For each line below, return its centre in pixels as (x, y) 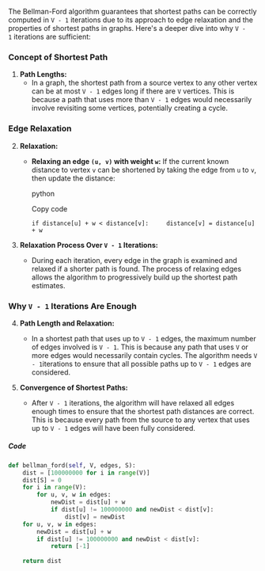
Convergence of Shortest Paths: (74, 387)
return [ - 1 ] (70, 546)
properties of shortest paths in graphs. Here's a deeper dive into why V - (127, 28)
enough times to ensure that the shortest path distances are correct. (143, 411)
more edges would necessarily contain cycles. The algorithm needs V (144, 355)
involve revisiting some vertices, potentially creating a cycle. (129, 108)
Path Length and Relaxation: (67, 323)
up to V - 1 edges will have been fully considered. (114, 428)
